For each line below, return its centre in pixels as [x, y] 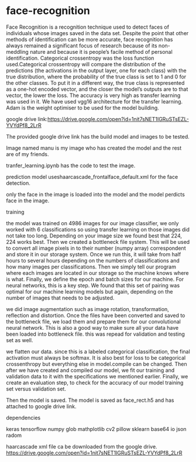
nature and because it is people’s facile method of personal [101, 51]
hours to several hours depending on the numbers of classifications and [93, 260]
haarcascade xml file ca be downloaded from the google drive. [82, 446]
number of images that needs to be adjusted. [60, 298]
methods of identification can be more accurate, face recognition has [90, 39]
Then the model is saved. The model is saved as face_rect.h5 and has [90, 400]
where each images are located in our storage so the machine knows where [97, 273]
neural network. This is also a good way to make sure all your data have [92, 327]
